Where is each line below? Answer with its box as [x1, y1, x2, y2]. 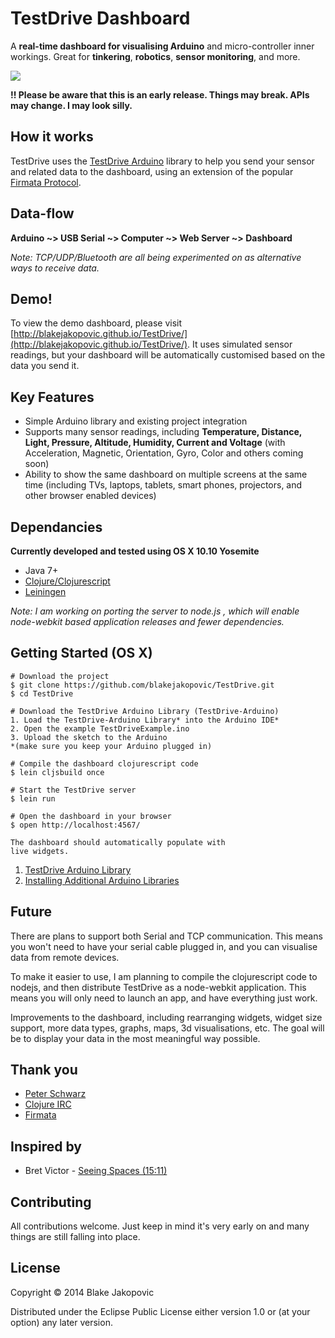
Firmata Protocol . [10, 176, 82, 188]
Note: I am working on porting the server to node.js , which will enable [10, 605, 300, 617]
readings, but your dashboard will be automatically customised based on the [10, 349, 326, 361]
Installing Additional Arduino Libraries [24, 874, 180, 886]
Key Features [10, 388, 95, 406]
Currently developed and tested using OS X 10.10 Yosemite [10, 545, 260, 557]
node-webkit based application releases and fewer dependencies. [10, 616, 285, 627]
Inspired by [10, 1138, 82, 1155]
